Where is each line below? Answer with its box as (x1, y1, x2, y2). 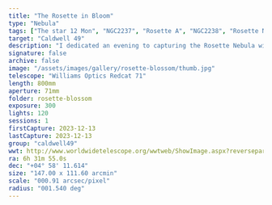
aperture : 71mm (8, 86, 60, 95)
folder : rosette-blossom (8, 94, 92, 102)
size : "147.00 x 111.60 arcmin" (8, 169, 117, 178)
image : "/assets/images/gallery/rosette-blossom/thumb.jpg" (8, 65, 216, 73)
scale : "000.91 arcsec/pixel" (8, 177, 111, 186)
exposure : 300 (8, 102, 57, 110)
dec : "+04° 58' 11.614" (8, 162, 89, 170)
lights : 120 (8, 110, 49, 118)
